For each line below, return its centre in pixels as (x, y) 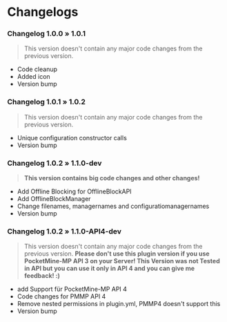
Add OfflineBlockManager (54, 199)
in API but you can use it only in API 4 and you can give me (109, 268)
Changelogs (43, 12)
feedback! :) (42, 276)
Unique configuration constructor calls (72, 138)
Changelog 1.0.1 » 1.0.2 (47, 102)
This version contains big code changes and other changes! (112, 178)
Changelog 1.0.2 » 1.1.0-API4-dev (65, 231)
